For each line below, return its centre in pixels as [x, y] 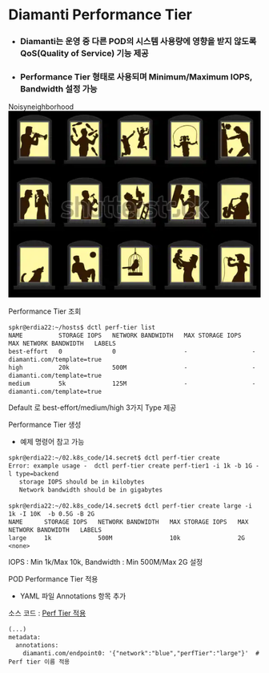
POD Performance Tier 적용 [53, 578]
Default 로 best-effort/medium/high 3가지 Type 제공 [92, 407]
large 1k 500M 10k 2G [127, 538]
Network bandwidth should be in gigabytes [90, 490]
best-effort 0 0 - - [132, 351]
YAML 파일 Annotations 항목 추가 [73, 596]
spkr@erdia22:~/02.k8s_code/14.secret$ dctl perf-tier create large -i [130, 506]
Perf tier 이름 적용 [39, 662]
